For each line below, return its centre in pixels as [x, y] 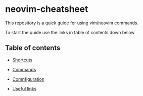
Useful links [24, 89]
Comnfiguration [28, 79]
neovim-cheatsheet [47, 9]
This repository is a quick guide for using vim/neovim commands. [72, 23]
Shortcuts [22, 60]
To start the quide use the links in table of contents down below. [70, 32]
